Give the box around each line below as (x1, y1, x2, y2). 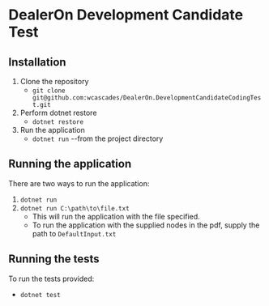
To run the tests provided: (8, 274, 95, 283)
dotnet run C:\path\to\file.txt (19, 204, 130, 212)
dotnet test (19, 291, 61, 299)
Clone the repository (19, 77, 89, 86)
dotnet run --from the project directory (32, 134, 164, 143)
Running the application (8, 157, 132, 171)
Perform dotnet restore (19, 108, 97, 117)
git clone (32, 87, 66, 95)
